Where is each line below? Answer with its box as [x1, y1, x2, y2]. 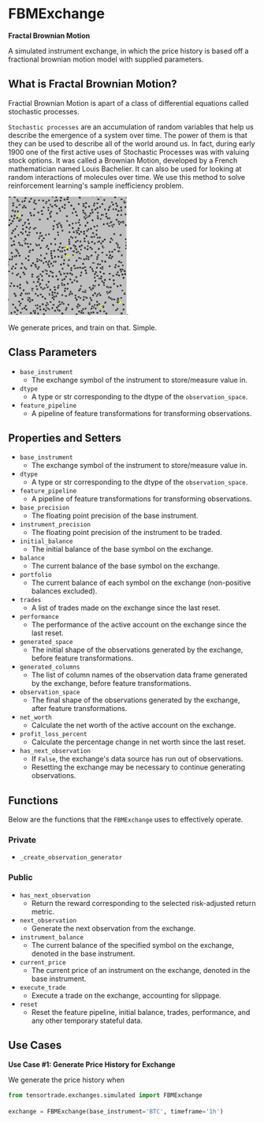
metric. [31, 907, 55, 916]
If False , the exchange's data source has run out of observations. [31, 754, 244, 764]
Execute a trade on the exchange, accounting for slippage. [31, 990, 222, 1000]
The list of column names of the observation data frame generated [31, 670, 248, 679]
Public [8, 872, 33, 883]
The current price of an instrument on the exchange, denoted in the [31, 965, 251, 975]
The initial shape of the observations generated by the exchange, [31, 645, 244, 655]
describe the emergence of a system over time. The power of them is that [8, 130, 247, 140]
